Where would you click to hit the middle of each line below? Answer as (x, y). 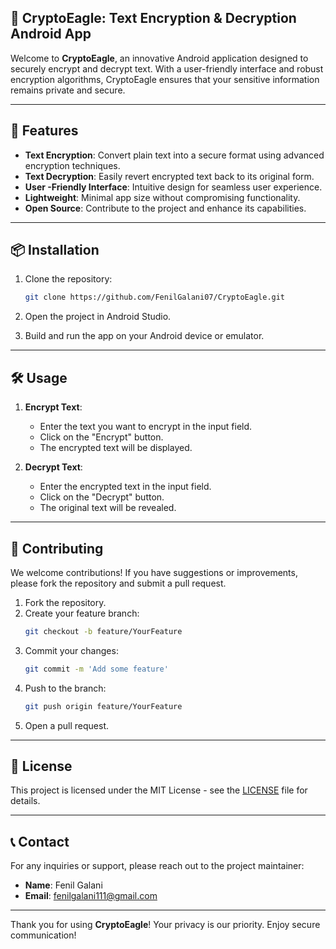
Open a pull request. (67, 725)
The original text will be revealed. (108, 508)
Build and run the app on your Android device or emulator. (144, 336)
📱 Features (44, 131)
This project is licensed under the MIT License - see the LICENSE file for (159, 790)
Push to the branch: (65, 688)
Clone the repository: (68, 279)
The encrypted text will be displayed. (116, 448)
